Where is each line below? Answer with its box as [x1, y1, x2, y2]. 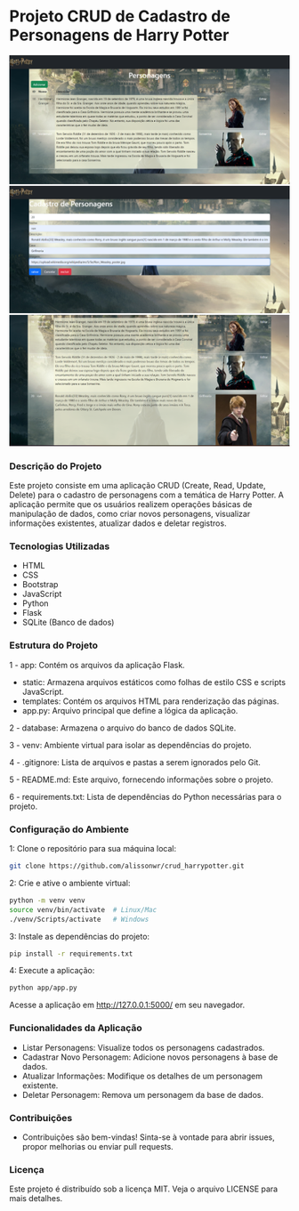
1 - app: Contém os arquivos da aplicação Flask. [9, 659, 185, 670]
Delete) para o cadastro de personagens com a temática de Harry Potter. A [9, 489, 285, 500]
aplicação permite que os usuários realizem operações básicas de [9, 499, 253, 510]
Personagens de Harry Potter [9, 25, 230, 45]
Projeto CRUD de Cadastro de [9, 6, 231, 27]
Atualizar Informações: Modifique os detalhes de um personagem [21, 1070, 263, 1081]
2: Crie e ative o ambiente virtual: [9, 877, 131, 888]
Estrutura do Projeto [9, 639, 99, 651]
